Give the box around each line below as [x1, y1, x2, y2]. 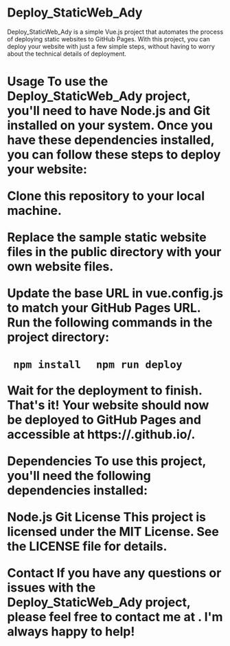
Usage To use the [7, 74, 108, 90]
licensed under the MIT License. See [7, 524, 220, 540]
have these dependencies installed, [7, 132, 215, 148]
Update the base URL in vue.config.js [7, 286, 224, 301]
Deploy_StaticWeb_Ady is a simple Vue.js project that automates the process [7, 28, 224, 36]
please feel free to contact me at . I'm [7, 609, 223, 625]
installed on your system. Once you [7, 118, 214, 134]
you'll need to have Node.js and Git [7, 103, 211, 118]
